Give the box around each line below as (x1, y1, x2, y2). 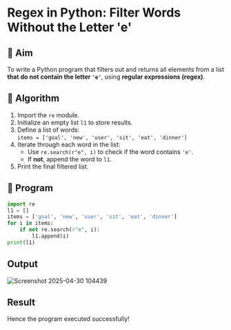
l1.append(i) (32, 233, 70, 240)
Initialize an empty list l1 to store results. (17, 118, 133, 126)
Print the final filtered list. (17, 162, 89, 171)
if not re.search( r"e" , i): (19, 226, 100, 233)
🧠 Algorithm (7, 93, 60, 104)
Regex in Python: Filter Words (7, 5, 181, 21)
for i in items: (7, 220, 54, 227)
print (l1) (7, 239, 36, 246)
